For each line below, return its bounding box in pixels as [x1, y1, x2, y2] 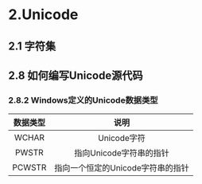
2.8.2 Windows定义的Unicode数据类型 [8, 94, 158, 105]
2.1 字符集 [8, 39, 56, 53]
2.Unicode [8, 6, 79, 24]
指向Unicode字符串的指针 [74, 147, 169, 159]
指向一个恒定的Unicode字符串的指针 [54, 162, 189, 174]
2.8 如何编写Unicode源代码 [8, 69, 143, 82]
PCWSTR [12, 162, 47, 173]
